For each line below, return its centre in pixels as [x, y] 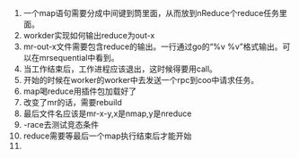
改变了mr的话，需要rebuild [72, 102]
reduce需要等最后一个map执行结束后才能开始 [107, 136]
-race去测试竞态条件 [61, 125]
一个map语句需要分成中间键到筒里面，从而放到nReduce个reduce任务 [151, 13]
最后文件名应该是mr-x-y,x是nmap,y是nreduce [107, 113]
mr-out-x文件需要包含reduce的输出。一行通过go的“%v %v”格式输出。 [153, 46]
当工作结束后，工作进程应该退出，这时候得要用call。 [120, 69]
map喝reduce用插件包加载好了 [80, 91]
